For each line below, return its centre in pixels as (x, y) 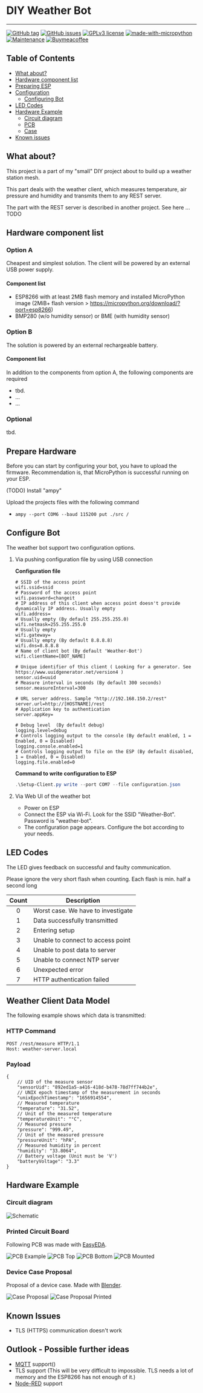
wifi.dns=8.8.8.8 (37, 645)
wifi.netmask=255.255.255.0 (50, 624)
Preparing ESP (33, 86)
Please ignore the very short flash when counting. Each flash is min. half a (98, 879)
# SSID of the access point (50, 582)
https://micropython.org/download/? (135, 303)
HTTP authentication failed (71, 980)
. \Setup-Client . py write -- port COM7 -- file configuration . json (98, 785)
